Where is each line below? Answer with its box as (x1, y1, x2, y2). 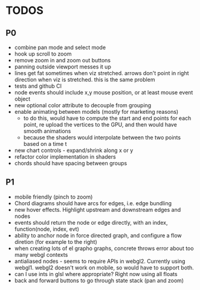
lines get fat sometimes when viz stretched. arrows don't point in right (14, 70, 189, 76)
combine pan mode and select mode (14, 44, 106, 51)
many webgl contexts (14, 251, 68, 258)
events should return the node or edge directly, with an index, (14, 219, 168, 226)
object (14, 95, 31, 102)
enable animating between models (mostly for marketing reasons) (14, 108, 179, 115)
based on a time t (23, 140, 67, 147)
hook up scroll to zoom (14, 50, 72, 58)
